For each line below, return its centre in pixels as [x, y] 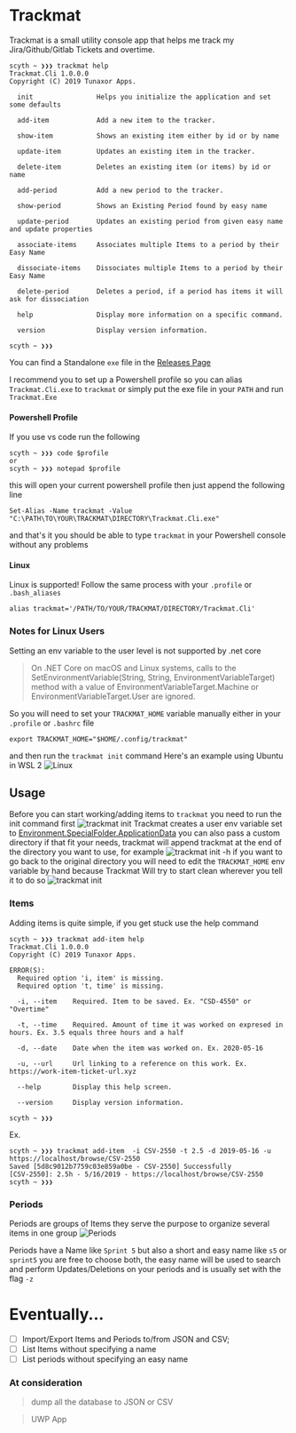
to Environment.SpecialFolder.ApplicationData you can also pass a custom [145, 833]
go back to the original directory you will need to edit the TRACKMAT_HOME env [147, 861]
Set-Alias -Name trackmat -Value [71, 511]
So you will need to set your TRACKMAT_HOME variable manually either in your [145, 713]
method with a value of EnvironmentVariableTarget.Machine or [144, 686]
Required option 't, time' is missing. [91, 986]
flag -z [21, 1279]
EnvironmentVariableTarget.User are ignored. [113, 696]
